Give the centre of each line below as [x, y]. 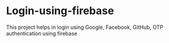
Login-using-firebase [60, 11]
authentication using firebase [42, 33]
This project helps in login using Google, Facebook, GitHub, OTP [85, 27]
